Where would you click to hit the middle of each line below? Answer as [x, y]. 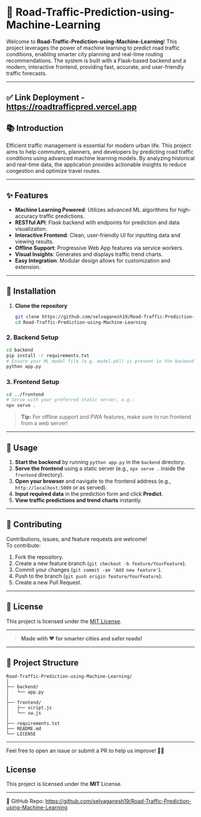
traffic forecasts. [27, 73]
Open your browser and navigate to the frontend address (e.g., [93, 481]
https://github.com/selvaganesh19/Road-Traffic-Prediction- [118, 801]
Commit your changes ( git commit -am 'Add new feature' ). [89, 569]
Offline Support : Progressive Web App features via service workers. [99, 248]
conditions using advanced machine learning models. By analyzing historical [100, 158]
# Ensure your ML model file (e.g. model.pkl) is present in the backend [100, 361]
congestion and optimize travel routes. [54, 171]
